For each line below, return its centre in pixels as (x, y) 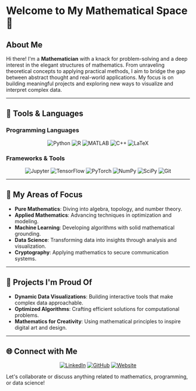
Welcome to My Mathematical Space (97, 11)
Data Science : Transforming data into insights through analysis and (95, 240)
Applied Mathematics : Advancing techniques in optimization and (93, 215)
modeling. (27, 221)
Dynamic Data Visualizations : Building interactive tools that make (94, 296)
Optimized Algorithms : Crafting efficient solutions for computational (97, 309)
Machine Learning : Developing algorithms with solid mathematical (94, 227)
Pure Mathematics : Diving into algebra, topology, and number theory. (98, 209)
